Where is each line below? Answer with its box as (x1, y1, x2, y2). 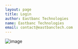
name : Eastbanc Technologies (5, 20, 64, 26)
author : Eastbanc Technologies (5, 16, 69, 21)
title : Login (5, 12, 32, 16)
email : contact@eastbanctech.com (5, 25, 73, 30)
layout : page (5, 7, 32, 12)
